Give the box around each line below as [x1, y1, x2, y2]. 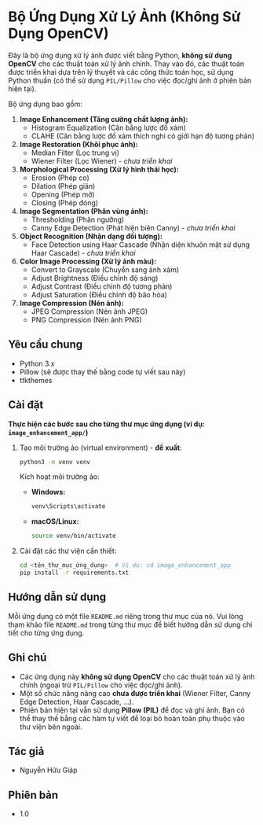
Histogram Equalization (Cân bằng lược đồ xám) [31, 123, 187, 132]
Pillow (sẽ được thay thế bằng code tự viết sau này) [19, 366, 186, 377]
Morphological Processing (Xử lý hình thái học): [19, 164, 179, 174]
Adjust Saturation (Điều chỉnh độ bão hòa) [31, 289, 167, 299]
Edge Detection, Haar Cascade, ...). [19, 697, 134, 706]
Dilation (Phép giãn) [31, 181, 96, 190]
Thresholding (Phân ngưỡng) [31, 215, 125, 224]
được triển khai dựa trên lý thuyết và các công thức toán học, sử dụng [8, 67, 234, 76]
